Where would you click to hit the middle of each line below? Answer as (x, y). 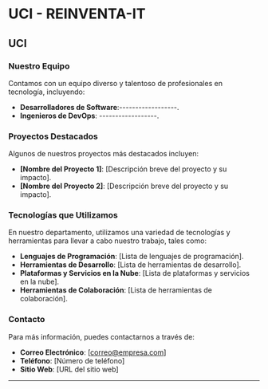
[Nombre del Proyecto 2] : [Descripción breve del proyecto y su (124, 186)
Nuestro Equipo (39, 66)
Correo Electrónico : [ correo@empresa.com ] (93, 352)
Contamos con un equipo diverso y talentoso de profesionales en (116, 83)
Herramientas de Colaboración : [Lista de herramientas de (116, 290)
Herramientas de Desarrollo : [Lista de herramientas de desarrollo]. (130, 265)
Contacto (27, 320)
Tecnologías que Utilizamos (63, 215)
